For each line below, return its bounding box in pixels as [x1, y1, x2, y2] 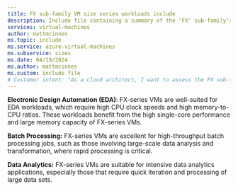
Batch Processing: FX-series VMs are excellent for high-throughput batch [7, 132, 225, 140]
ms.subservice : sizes [7, 50, 72, 57]
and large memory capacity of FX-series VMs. [7, 118, 142, 127]
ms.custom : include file [7, 69, 81, 76]
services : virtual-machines [7, 23, 91, 30]
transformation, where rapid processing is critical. [7, 146, 153, 156]
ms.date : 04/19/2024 [7, 57, 69, 64]
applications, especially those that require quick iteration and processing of [7, 168, 227, 177]
